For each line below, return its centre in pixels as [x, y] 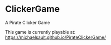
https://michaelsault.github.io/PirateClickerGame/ [55, 37]
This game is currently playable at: [40, 32]
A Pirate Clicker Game [28, 22]
